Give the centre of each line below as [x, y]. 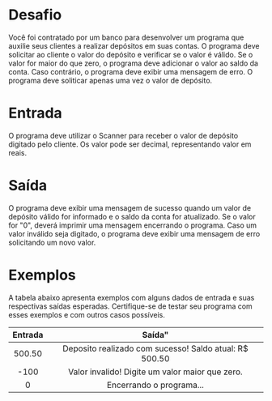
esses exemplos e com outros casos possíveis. [87, 314]
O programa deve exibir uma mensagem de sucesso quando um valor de [130, 207]
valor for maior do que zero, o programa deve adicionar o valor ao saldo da [134, 63]
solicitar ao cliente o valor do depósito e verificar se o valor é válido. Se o [131, 54]
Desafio [35, 15]
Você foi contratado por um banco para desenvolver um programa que [126, 37]
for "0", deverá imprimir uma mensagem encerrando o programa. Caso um [133, 225]
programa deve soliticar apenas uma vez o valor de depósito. [110, 80]
